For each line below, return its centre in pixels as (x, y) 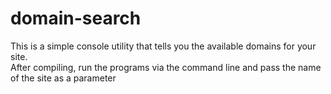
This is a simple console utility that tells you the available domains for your (163, 46)
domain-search (76, 18)
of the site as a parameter (63, 78)
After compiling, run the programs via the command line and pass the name (166, 67)
